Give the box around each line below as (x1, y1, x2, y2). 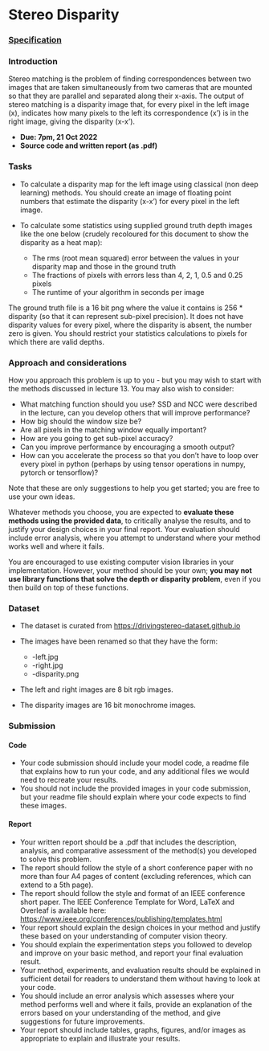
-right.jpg (31, 660, 63, 670)
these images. (19, 801, 67, 811)
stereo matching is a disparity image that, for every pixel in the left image (8, 100, 250, 109)
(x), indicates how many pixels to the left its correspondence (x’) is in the (8, 108, 249, 118)
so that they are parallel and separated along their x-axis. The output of (8, 91, 245, 101)
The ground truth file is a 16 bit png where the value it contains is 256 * (8, 303, 243, 313)
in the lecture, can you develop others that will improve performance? (19, 408, 251, 417)
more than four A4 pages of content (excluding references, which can (19, 871, 251, 881)
